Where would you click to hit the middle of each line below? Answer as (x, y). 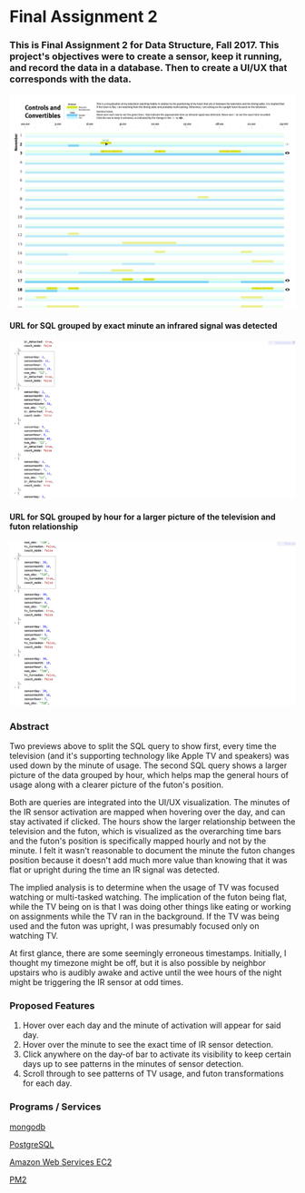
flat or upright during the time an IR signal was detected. (115, 870)
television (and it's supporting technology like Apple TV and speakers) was (149, 756)
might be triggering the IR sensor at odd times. (97, 982)
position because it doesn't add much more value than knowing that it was (148, 861)
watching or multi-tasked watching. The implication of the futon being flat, (148, 897)
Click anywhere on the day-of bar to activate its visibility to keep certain (157, 1054)
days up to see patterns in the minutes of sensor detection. (133, 1064)
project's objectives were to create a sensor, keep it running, (146, 56)
